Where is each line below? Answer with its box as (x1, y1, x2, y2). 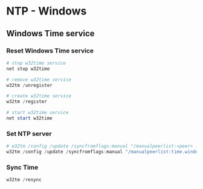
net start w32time (6, 115, 53, 121)
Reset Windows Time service (6, 46, 94, 55)
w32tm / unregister (6, 82, 53, 88)
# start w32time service (6, 110, 69, 116)
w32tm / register (6, 98, 47, 105)
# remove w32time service (6, 77, 71, 83)
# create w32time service (6, 93, 71, 99)
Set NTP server (6, 129, 52, 138)
